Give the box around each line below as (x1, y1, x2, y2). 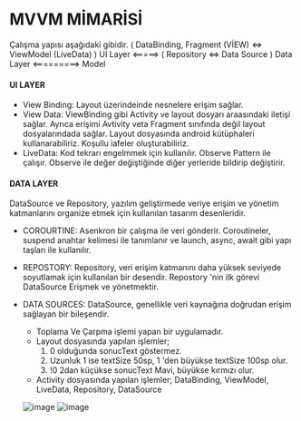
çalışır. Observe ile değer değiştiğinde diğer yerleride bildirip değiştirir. (22, 157, 286, 168)
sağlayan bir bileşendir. (22, 308, 110, 319)
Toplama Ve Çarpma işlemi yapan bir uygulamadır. (35, 327, 224, 338)
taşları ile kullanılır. (22, 245, 92, 256)
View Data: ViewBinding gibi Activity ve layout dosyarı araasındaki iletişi (22, 109, 291, 120)
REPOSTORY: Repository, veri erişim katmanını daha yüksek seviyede (22, 262, 282, 273)
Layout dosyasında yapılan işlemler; (35, 336, 170, 347)
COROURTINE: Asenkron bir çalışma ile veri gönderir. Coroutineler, (22, 225, 272, 236)
